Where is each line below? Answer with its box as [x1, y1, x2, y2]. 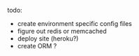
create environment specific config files [17, 20, 133, 27]
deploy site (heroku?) [17, 34, 79, 43]
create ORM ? [17, 42, 57, 50]
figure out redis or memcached [17, 27, 107, 35]
